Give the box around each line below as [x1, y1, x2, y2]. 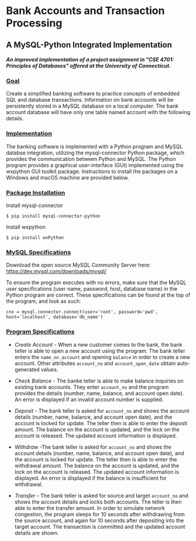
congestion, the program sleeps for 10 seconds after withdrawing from [14, 511, 185, 518]
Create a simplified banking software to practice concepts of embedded [6, 90, 180, 97]
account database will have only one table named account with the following [6, 109, 191, 116]
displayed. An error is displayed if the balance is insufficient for [14, 474, 167, 481]
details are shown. [14, 529, 59, 536]
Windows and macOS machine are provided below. [6, 174, 129, 181]
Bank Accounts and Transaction [6, 4, 165, 18]
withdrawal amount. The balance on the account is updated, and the [14, 462, 180, 469]
